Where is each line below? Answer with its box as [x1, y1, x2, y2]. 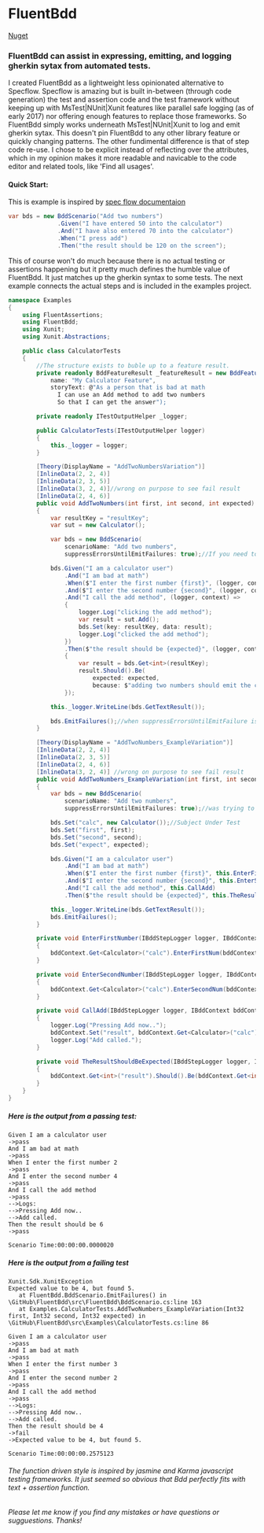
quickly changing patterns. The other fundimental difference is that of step [8, 137, 250, 146]
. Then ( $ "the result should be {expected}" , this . [64, 891, 230, 899]
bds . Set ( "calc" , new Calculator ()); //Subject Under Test [49, 819, 241, 827]
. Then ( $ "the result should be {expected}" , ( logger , [64, 645, 241, 653]
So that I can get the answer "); [57, 398, 167, 406]
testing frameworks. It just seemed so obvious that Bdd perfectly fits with [8, 1475, 246, 1484]
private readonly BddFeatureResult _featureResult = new [36, 369, 226, 377]
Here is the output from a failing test [8, 1258, 130, 1267]
